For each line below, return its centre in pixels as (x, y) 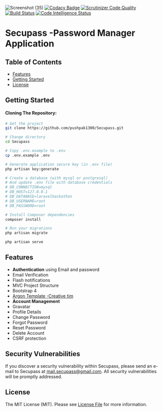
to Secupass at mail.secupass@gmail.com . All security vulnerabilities (86, 371)
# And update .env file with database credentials (59, 183)
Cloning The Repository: (31, 113)
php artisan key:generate (32, 169)
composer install (23, 219)
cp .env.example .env (28, 155)
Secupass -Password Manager (70, 33)
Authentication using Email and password (56, 270)
